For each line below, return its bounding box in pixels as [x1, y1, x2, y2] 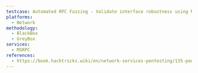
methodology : [6, 25, 38, 31]
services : [6, 42, 31, 48]
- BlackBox [11, 31, 38, 36]
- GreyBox [11, 36, 35, 42]
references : [6, 52, 35, 58]
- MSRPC [11, 47, 31, 53]
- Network [11, 19, 35, 25]
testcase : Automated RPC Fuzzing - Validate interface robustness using [6, 8, 189, 15]
